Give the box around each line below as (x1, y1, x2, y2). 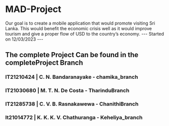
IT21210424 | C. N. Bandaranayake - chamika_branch (5, 74, 138, 81)
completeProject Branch (5, 59, 83, 67)
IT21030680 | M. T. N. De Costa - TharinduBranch (5, 87, 130, 94)
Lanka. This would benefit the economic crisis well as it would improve (5, 25, 152, 31)
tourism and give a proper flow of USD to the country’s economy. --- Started (5, 31, 164, 37)
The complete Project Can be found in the (5, 51, 139, 59)
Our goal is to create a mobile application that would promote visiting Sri (5, 20, 155, 26)
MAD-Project (5, 4, 62, 15)
